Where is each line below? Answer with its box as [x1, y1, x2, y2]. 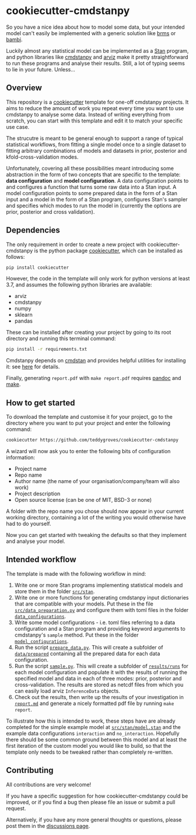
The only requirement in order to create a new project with [6, 241, 146, 248]
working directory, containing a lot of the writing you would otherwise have [6, 514, 187, 521]
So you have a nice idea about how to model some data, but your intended [6, 23, 185, 30]
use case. [6, 123, 30, 130]
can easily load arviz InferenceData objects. [14, 687, 121, 694]
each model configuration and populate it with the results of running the [14, 669, 188, 676]
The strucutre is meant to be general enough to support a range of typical [6, 135, 184, 142]
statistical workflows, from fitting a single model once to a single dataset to [6, 141, 187, 148]
